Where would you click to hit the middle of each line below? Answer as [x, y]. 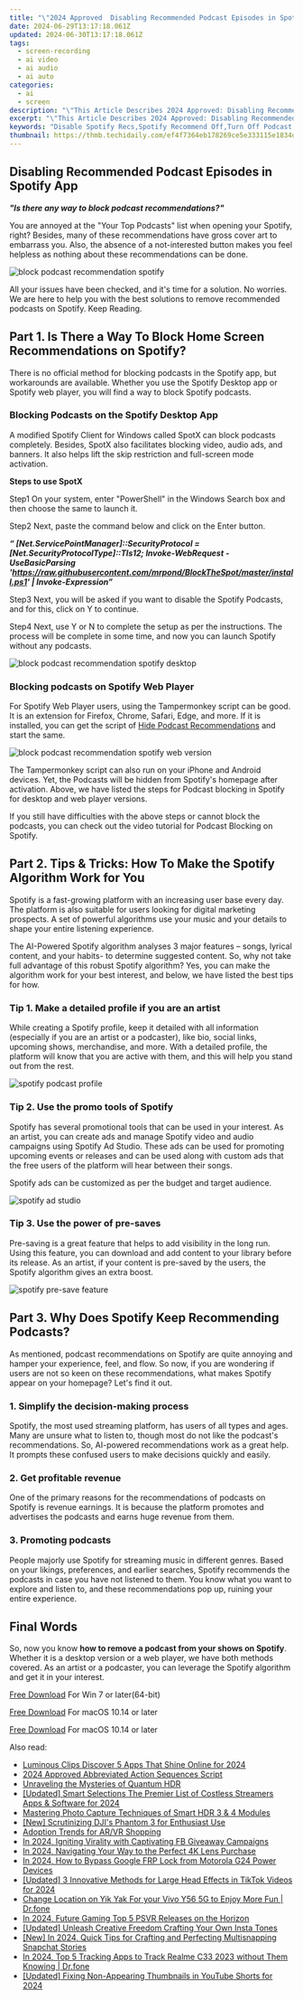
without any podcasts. [50, 645]
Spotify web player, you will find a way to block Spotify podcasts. [130, 392]
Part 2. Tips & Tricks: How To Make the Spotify [142, 864]
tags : [19, 43]
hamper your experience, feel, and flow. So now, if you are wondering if [142, 1363]
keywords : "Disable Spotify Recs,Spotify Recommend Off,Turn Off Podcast [151, 127]
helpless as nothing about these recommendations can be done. [129, 254]
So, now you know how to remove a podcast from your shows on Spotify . [148, 1648]
